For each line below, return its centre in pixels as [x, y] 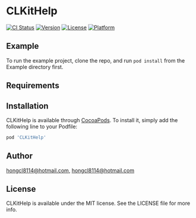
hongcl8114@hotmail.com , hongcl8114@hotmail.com [70, 170]
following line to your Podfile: [42, 126]
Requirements [33, 85]
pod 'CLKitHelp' [26, 137]
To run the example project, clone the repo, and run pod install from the [96, 60]
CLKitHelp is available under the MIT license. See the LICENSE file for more [98, 203]
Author [19, 156]
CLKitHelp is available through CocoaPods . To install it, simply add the [92, 120]
